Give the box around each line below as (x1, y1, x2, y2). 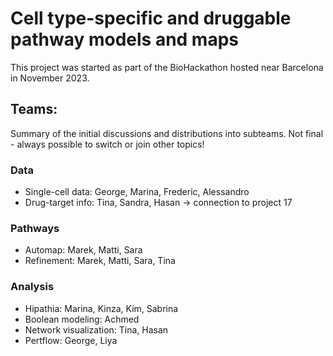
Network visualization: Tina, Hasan (24, 323, 169, 336)
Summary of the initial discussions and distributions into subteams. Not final (10, 127, 324, 139)
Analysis (10, 280, 55, 294)
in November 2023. (10, 72, 90, 84)
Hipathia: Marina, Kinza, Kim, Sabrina (24, 302, 179, 314)
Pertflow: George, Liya (24, 334, 118, 346)
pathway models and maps (10, 28, 239, 51)
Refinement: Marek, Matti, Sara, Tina (24, 255, 176, 267)
